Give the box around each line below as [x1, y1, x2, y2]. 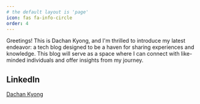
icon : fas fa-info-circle [6, 15, 72, 21]
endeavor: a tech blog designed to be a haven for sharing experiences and [6, 43, 194, 51]
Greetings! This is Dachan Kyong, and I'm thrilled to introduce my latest [6, 37, 185, 45]
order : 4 [6, 20, 29, 26]
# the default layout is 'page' [6, 9, 89, 15]
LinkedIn [6, 74, 40, 84]
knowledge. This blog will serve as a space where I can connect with [6, 50, 180, 58]
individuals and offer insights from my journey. [26, 56, 144, 64]
